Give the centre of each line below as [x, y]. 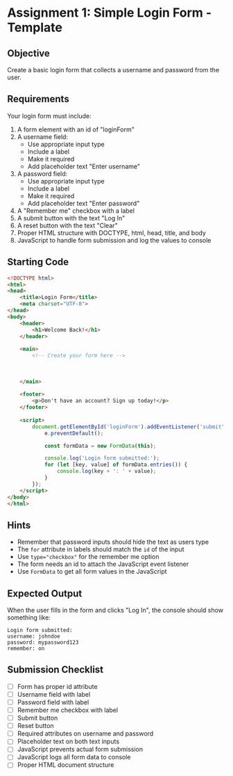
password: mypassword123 [43, 642]
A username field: [42, 136]
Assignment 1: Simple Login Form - [110, 13]
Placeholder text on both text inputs [68, 741]
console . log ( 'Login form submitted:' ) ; [102, 458]
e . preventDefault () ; [74, 433]
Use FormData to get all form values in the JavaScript [92, 572]
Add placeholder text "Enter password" [84, 203]
